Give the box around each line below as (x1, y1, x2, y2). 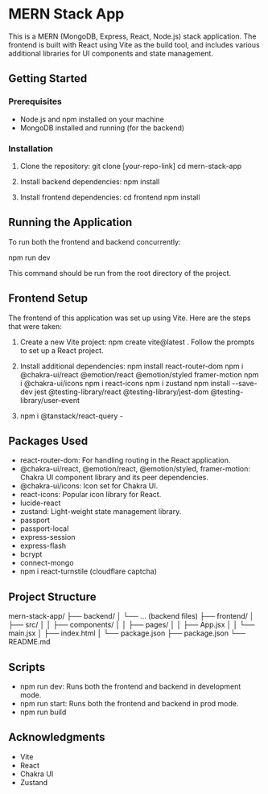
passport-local (19, 524, 69, 533)
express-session (19, 533, 76, 542)
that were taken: (8, 321, 63, 331)
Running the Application (8, 216, 133, 229)
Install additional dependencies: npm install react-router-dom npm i (19, 361, 244, 371)
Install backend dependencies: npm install (19, 176, 160, 186)
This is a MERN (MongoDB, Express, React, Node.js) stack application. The (8, 31, 257, 41)
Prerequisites (8, 96, 62, 107)
